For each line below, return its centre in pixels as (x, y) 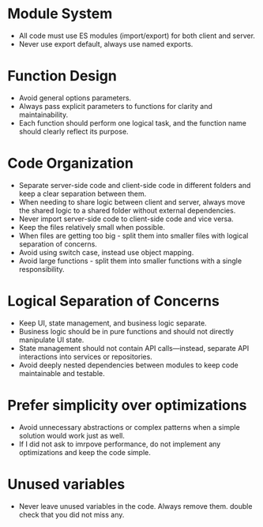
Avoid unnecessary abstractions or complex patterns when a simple (129, 427)
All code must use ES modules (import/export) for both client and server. (137, 36)
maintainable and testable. (62, 373)
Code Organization (70, 164)
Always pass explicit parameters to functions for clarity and (115, 106)
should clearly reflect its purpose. (73, 131)
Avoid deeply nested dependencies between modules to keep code (128, 365)
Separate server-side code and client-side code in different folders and (135, 185)
